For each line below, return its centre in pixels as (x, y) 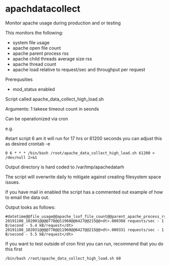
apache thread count (34, 64)
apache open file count (37, 48)
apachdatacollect (43, 9)
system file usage (31, 42)
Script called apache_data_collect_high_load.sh (55, 99)
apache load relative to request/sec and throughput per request (79, 70)
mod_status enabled (34, 89)
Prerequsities (19, 79)
